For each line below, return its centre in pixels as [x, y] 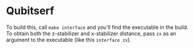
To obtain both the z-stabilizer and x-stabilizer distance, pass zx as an [91, 33]
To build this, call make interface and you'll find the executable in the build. [97, 27]
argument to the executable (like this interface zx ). [69, 40]
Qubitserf [30, 11]
